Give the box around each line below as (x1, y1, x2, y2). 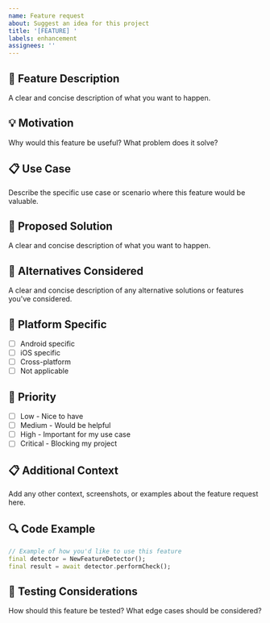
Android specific (19, 339, 75, 348)
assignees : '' (8, 42, 56, 50)
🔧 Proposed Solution (8, 219, 113, 233)
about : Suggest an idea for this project (8, 19, 150, 27)
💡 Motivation (8, 116, 74, 130)
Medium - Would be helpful (19, 421, 111, 430)
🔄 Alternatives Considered (8, 264, 143, 278)
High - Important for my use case (19, 430, 131, 439)
